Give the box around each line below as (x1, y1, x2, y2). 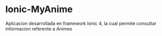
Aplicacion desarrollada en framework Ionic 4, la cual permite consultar (5, 20, 157, 26)
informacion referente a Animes (5, 25, 73, 31)
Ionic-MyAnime (5, 4, 73, 15)
